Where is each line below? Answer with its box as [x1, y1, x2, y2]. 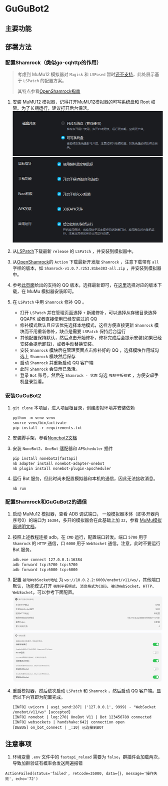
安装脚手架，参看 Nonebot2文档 [12, 434, 77, 441]
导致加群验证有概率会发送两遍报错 [12, 760, 83, 766]
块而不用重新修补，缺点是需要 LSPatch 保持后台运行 [19, 329, 126, 335]
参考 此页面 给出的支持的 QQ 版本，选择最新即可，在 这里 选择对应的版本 [12, 282, 158, 288]
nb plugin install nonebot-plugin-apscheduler [12, 466, 111, 471]
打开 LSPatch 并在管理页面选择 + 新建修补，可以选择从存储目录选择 [19, 310, 157, 316]
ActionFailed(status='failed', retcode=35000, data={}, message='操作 [5, 771, 154, 776]
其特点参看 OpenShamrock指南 [17, 88, 81, 94]
